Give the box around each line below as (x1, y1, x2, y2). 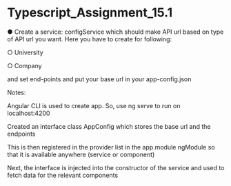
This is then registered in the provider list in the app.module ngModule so (7, 143, 215, 151)
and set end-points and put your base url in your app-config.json (7, 74, 192, 83)
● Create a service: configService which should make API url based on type (7, 28, 224, 36)
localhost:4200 (7, 109, 50, 117)
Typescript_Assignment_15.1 (7, 5, 173, 21)
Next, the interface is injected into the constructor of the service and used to (7, 163, 225, 172)
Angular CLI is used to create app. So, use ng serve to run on (7, 101, 181, 110)
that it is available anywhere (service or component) (7, 150, 155, 158)
